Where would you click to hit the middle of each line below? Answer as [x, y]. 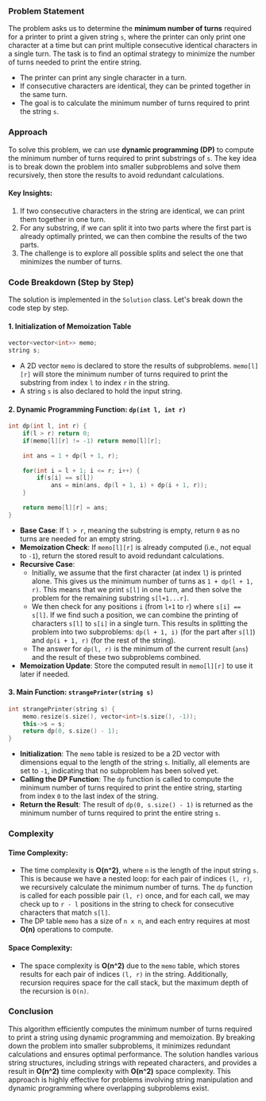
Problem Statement [46, 11]
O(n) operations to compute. [66, 930]
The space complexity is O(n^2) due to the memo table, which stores [130, 966]
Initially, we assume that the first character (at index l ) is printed [137, 572]
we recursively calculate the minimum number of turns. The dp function [136, 887]
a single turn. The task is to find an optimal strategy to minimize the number [132, 54]
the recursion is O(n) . [54, 991]
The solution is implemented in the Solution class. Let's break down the [126, 299]
